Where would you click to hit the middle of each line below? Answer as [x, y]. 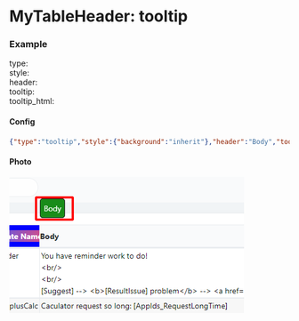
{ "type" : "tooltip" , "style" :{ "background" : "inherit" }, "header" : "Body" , [143, 141]
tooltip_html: [32, 101]
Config [22, 122]
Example [28, 44]
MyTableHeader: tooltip [99, 16]
